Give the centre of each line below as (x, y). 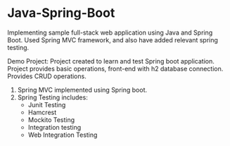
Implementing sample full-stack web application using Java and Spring (110, 32)
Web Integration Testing (63, 135)
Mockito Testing (51, 120)
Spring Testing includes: (52, 97)
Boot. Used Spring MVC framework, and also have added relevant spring (113, 39)
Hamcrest (42, 112)
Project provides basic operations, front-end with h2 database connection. (115, 68)
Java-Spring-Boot (61, 13)
